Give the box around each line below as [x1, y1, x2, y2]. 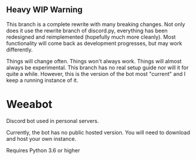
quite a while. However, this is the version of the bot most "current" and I [6, 70, 186, 77]
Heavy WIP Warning [6, 5, 83, 15]
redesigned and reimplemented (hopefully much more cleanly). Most [6, 33, 176, 41]
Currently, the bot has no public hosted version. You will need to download [6, 128, 191, 136]
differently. [6, 46, 33, 53]
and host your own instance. [6, 135, 77, 142]
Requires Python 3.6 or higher [6, 146, 80, 154]
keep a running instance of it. [6, 76, 79, 84]
